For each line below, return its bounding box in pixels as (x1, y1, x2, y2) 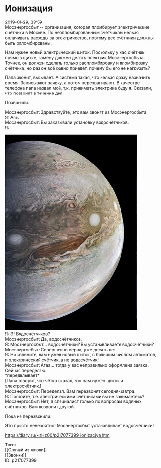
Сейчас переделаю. (5, 367, 47, 373)
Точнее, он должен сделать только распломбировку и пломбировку (5, 60, 148, 66)
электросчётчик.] (5, 383, 42, 389)
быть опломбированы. (5, 40, 52, 46)
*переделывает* (5, 373, 40, 378)
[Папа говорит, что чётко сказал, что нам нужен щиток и (5, 377, 123, 383)
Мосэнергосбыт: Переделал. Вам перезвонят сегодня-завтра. (5, 388, 136, 394)
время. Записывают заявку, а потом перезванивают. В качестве (5, 79, 140, 86)
